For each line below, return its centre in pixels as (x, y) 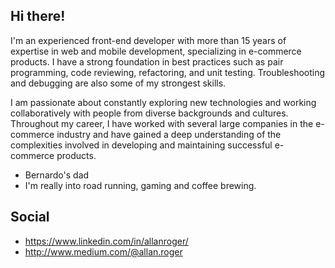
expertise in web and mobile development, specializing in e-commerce (156, 51)
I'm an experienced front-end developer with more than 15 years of (148, 40)
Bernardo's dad (57, 175)
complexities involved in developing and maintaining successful (141, 145)
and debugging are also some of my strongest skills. (118, 83)
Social (30, 217)
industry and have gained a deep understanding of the (169, 134)
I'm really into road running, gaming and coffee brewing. (140, 185)
